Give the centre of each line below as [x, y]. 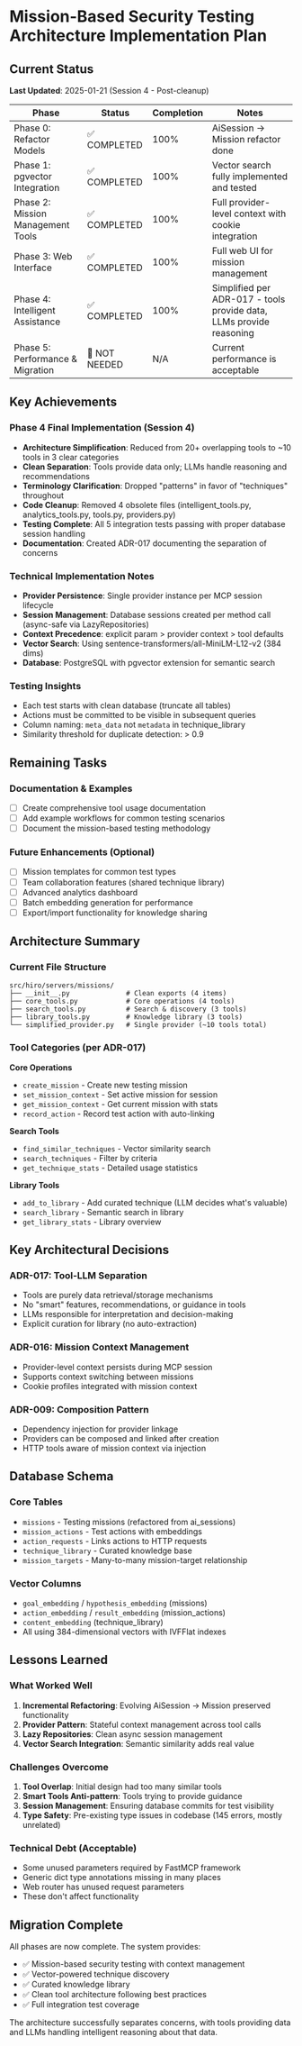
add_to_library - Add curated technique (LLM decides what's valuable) [155, 1202]
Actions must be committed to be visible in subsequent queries [139, 715]
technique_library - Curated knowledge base [107, 1550]
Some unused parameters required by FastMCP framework [131, 1868]
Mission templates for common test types [99, 872]
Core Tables [36, 1502]
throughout [43, 495]
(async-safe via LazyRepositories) [86, 624]
